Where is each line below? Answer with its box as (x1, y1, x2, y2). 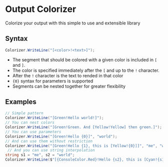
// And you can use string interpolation (7, 148, 95, 153)
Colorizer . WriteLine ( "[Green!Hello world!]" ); (5, 116, 104, 121)
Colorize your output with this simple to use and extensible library (5, 20, 140, 26)
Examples (5, 98, 36, 106)
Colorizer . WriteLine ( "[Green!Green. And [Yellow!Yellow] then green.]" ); (5, 125, 162, 130)
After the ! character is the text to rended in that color (12, 72, 123, 78)
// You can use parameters (5, 129, 61, 134)
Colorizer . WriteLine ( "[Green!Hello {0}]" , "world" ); (5, 134, 117, 139)
